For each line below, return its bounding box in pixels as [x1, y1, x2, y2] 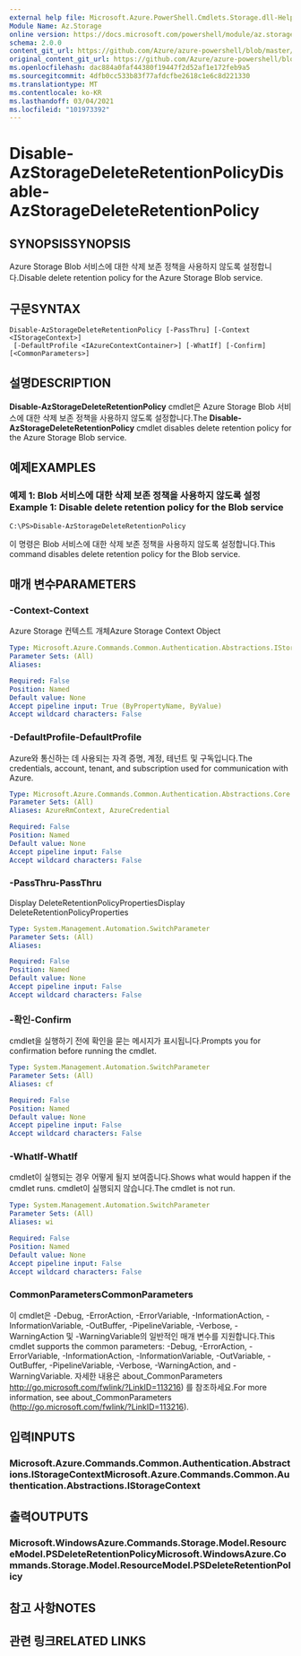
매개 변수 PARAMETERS [9, 576, 136, 592]
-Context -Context [9, 604, 90, 616]
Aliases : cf [9, 1079, 54, 1088]
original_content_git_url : [9, 55, 110, 64]
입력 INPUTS [9, 1430, 76, 1445]
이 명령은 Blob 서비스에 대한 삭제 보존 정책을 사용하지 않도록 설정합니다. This [9, 538, 276, 549]
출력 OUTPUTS [9, 1509, 89, 1525]
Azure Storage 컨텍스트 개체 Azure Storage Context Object [9, 625, 221, 637]
